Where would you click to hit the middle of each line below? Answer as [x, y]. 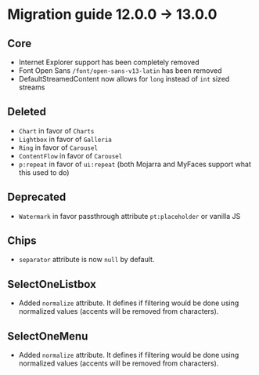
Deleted [27, 112]
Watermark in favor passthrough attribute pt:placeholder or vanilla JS [129, 216]
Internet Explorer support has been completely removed [109, 62]
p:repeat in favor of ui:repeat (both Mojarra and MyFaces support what [135, 164]
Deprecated [37, 197]
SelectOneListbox [52, 284]
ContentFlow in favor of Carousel [70, 155]
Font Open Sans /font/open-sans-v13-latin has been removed [120, 71]
